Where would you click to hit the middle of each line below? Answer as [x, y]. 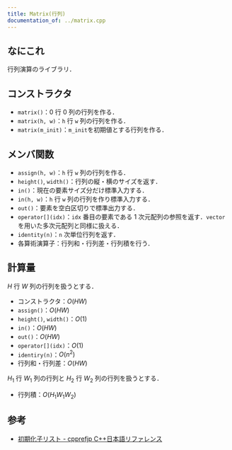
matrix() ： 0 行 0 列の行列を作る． [68, 112]
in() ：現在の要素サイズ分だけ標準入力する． [83, 190]
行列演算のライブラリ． [41, 69]
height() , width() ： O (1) [52, 318]
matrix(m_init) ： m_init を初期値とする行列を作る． [93, 130]
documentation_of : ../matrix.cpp [57, 21]
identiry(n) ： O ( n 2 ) [46, 354]
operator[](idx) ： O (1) [50, 345]
